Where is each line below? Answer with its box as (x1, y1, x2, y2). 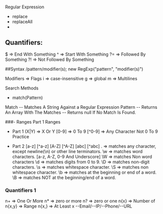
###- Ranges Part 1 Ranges (5, 119, 60, 125)
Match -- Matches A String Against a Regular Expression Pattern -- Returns (5, 104, 158, 110)
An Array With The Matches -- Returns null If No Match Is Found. (5, 110, 136, 116)
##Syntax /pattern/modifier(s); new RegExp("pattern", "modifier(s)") (5, 66, 143, 72)
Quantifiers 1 (5, 187, 36, 194)
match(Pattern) (12, 95, 43, 101)
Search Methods (5, 85, 39, 91)
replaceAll (12, 19, 33, 25)
